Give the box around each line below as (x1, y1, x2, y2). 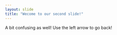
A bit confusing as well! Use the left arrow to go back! (5, 24, 113, 30)
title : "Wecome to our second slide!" (5, 12, 84, 16)
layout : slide (5, 7, 34, 12)
